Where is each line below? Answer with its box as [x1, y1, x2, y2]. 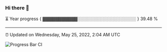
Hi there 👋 [5, 4, 30, 11]
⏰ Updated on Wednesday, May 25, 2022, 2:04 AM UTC [5, 32, 120, 38]
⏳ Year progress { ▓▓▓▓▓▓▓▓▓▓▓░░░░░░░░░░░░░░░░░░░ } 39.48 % [5, 16, 158, 22]
